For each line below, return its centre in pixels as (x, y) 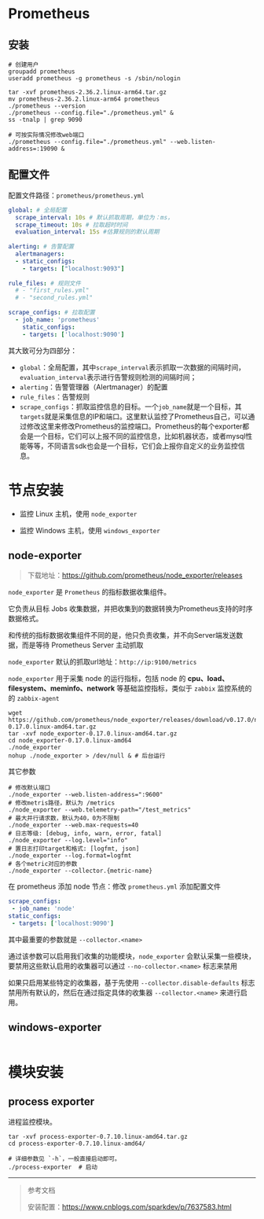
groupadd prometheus (42, 72)
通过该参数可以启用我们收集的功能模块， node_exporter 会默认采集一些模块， (132, 956)
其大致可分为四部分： (42, 350)
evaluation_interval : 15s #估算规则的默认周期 (87, 232)
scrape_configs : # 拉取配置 (52, 313)
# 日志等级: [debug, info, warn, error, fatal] (85, 834)
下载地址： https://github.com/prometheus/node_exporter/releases (135, 576)
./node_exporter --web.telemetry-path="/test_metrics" (100, 810)
